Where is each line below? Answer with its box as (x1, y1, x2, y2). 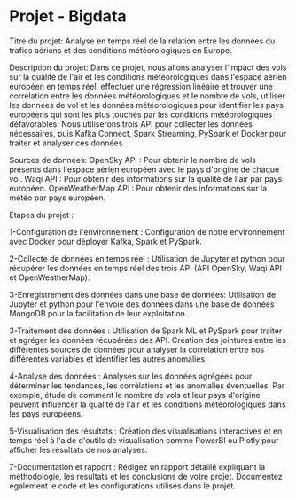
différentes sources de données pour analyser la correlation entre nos (9, 344, 265, 355)
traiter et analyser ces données (9, 137, 123, 148)
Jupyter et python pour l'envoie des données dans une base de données (9, 299, 275, 309)
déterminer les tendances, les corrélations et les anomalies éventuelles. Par (9, 379, 285, 391)
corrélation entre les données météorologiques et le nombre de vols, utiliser (9, 90, 286, 101)
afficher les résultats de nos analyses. (9, 444, 148, 455)
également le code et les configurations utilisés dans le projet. (9, 480, 237, 491)
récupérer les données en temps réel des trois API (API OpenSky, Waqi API (9, 262, 282, 273)
